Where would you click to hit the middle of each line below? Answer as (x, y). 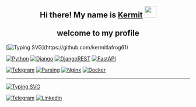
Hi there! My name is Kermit (91, 15)
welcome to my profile (98, 33)
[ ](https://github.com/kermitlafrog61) (67, 47)
